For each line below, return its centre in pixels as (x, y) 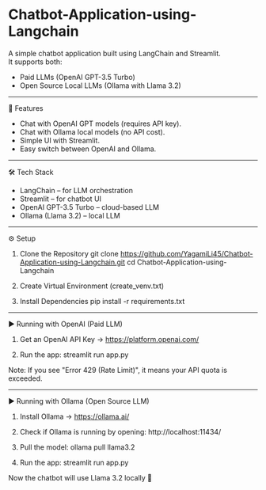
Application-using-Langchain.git (72, 262)
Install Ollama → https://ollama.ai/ (74, 416)
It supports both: (35, 62)
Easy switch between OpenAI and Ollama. (88, 149)
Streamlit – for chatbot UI (60, 199)
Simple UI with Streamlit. (60, 140)
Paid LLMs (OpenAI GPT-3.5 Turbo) (78, 77)
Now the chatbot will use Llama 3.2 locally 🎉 (80, 477)
